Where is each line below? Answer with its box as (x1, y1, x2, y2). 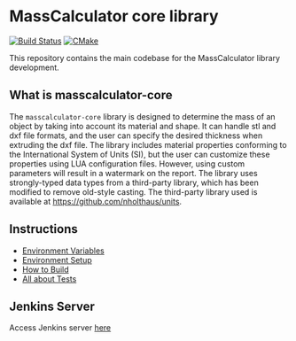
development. (9, 62, 59, 73)
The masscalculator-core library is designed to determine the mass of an (9, 111, 277, 121)
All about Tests (21, 273, 77, 284)
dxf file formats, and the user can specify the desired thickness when (9, 130, 263, 141)
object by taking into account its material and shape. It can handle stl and (9, 120, 277, 131)
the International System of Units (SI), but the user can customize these (9, 149, 270, 159)
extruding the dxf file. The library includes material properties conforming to (9, 139, 287, 150)
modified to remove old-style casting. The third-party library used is (9, 186, 258, 197)
